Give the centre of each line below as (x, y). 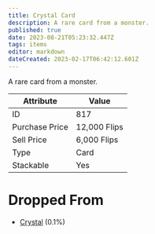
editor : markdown (37, 52)
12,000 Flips (100, 126)
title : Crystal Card (42, 15)
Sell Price (30, 140)
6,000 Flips (97, 140)
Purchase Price (40, 126)
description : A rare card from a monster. (79, 23)
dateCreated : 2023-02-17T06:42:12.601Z (74, 60)
